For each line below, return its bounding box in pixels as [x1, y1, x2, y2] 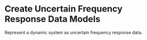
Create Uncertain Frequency [4, 3, 123, 14]
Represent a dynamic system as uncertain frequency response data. [4, 29, 143, 35]
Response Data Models [4, 13, 101, 25]
